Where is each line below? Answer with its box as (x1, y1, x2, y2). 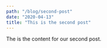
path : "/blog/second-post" (6, 8, 73, 15)
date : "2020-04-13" (6, 14, 54, 20)
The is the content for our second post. (6, 36, 102, 43)
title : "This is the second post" (6, 19, 92, 25)
